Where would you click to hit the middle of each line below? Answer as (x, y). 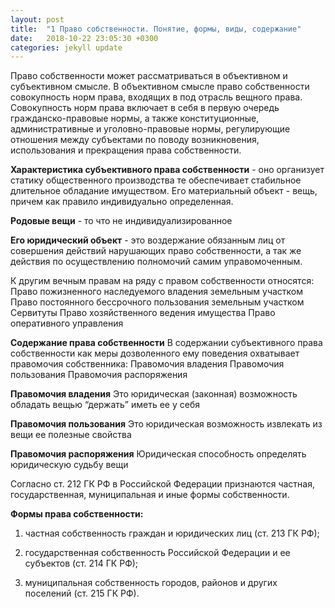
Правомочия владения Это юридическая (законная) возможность (154, 394)
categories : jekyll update (66, 47)
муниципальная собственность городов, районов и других (151, 583)
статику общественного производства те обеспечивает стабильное (156, 180)
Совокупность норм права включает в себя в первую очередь (145, 108)
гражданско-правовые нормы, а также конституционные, (135, 118)
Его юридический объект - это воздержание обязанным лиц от (148, 240)
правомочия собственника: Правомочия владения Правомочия (147, 364)
